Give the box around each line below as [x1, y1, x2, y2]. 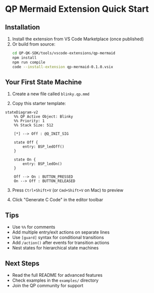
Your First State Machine [5, 78, 82, 86]
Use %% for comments [12, 224, 55, 230]
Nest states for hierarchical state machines [12, 245, 99, 251]
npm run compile [12, 60, 45, 65]
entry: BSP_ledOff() [22, 144, 65, 149]
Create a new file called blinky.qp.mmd [12, 91, 89, 97]
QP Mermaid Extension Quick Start [5, 3, 149, 15]
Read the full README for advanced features [12, 272, 103, 278]
